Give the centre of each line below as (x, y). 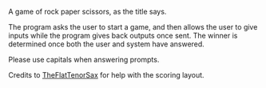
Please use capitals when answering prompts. (84, 60)
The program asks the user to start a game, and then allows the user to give (133, 27)
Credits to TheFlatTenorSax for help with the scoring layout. (107, 75)
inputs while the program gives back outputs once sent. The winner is (123, 36)
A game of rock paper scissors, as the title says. (87, 12)
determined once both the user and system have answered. (107, 44)
